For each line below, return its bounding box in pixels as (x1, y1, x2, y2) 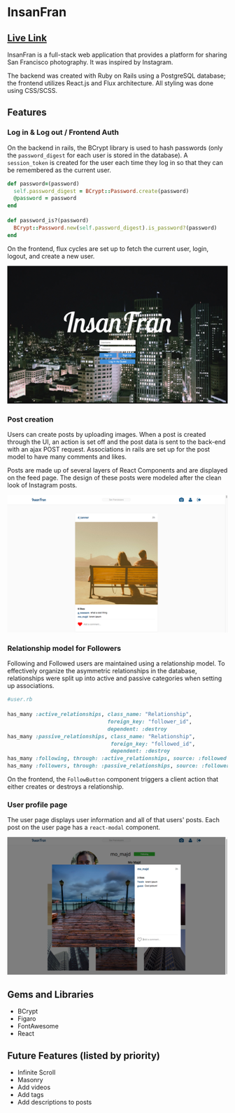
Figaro (17, 1014, 36, 1023)
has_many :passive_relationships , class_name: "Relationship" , (7, 733, 196, 740)
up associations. (7, 682, 55, 690)
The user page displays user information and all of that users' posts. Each (7, 816, 220, 824)
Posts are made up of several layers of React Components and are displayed (7, 466, 228, 474)
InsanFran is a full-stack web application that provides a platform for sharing (7, 50, 227, 59)
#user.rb (7, 696, 33, 703)
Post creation (7, 414, 54, 424)
